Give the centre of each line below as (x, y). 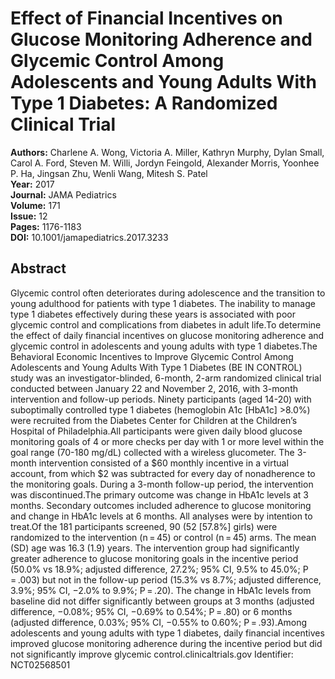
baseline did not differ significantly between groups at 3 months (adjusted (162, 601)
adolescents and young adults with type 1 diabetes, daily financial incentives (167, 633)
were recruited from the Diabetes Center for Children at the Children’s (154, 420)
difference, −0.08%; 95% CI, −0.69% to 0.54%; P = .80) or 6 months (151, 611)
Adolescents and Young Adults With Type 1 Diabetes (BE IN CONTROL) (156, 367)
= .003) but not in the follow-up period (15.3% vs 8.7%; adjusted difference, (166, 579)
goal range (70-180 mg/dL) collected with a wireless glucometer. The (152, 452)
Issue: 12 (29, 216)
